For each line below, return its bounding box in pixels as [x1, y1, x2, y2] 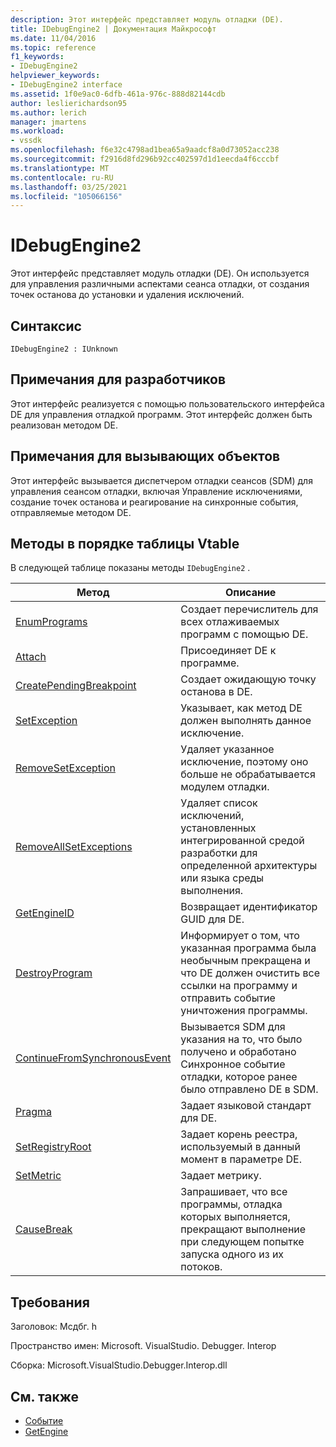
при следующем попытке [180, 1235, 305, 1249]
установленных [180, 821, 257, 835]
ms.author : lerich [10, 107, 87, 118]
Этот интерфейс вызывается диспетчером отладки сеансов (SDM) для [10, 474, 313, 486]
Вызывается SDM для [180, 1020, 286, 1034]
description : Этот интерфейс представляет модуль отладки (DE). [10, 14, 284, 25]
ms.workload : [10, 126, 65, 136]
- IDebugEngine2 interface [10, 80, 123, 90]
